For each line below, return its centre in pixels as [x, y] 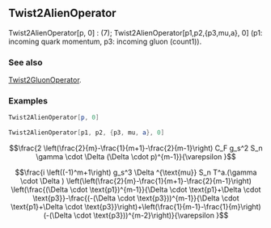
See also [25, 62]
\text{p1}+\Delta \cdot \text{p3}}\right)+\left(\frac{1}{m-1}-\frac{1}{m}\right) [136, 207]
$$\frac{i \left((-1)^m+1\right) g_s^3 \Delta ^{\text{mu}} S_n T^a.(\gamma [136, 172]
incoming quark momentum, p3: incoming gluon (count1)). [105, 41]
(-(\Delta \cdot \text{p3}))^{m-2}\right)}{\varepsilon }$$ [136, 215]
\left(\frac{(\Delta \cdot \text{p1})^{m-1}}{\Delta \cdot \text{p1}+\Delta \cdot [136, 190]
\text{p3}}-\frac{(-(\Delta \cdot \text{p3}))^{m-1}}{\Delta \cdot [135, 198]
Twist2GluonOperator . [45, 80]
